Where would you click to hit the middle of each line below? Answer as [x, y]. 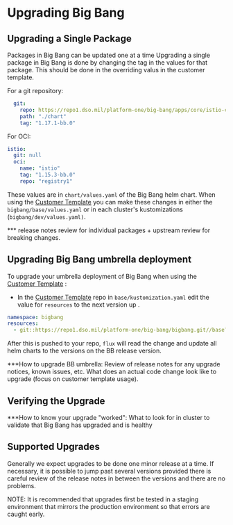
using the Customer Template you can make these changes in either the [110, 202]
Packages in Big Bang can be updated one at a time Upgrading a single [109, 55]
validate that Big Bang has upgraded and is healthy [80, 425]
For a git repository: [35, 91]
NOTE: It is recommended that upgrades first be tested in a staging [103, 499]
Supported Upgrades [54, 447]
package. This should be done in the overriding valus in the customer [106, 70]
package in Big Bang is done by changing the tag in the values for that [107, 63]
